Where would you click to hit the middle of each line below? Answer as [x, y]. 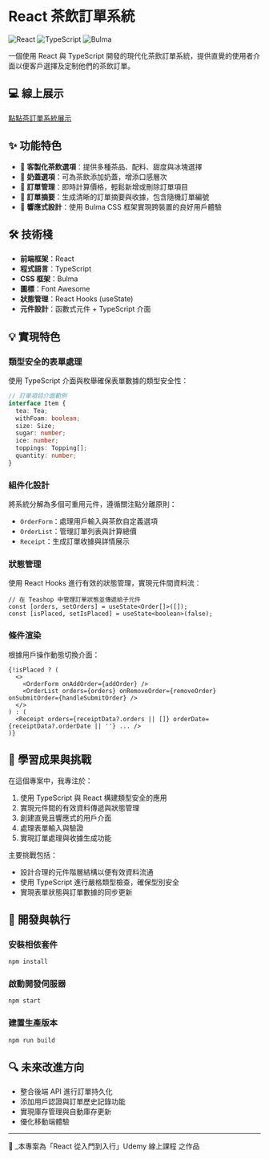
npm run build [32, 1040]
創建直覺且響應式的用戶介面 [66, 818]
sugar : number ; [41, 433]
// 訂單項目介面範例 [38, 396]
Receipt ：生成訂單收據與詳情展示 [74, 541]
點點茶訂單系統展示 [40, 118]
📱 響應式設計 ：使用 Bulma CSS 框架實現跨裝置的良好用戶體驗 [120, 206]
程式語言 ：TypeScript [56, 269]
